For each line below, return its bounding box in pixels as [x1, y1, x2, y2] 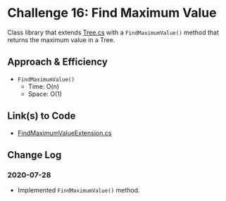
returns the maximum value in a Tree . [7, 35, 115, 44]
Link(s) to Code [7, 110, 76, 122]
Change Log [7, 149, 62, 161]
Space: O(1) [27, 89, 62, 98]
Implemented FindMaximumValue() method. [17, 186, 140, 195]
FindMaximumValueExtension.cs [17, 129, 112, 137]
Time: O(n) [27, 82, 60, 91]
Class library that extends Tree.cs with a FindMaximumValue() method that [7, 28, 220, 37]
